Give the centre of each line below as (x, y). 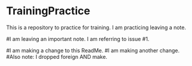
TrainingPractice (48, 11)
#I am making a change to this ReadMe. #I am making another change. (93, 50)
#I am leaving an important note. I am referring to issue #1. (78, 39)
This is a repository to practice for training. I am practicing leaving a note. (96, 27)
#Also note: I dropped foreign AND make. (57, 56)
